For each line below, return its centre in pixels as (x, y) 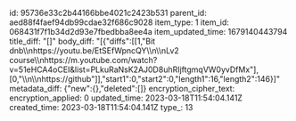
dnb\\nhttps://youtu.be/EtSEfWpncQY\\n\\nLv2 (95, 51)
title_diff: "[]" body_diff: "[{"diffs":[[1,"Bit (82, 41)
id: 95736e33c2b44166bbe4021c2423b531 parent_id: (108, 13)
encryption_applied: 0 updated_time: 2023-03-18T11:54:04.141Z (126, 98)
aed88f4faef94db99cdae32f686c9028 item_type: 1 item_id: (119, 22)
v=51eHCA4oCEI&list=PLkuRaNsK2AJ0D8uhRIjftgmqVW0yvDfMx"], (134, 69)
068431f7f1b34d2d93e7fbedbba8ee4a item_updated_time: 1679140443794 (148, 32)
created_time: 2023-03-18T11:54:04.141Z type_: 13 (101, 107)
